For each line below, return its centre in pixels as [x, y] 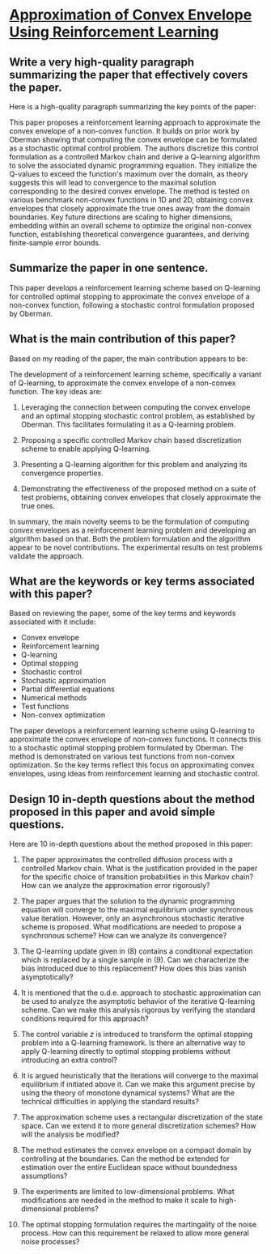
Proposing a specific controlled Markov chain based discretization [131, 440]
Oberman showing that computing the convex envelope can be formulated [133, 140]
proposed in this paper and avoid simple [112, 812]
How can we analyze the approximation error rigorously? [115, 886]
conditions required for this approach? [85, 1018]
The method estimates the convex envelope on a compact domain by [136, 1150]
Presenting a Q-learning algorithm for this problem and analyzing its [134, 464]
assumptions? [44, 1176]
